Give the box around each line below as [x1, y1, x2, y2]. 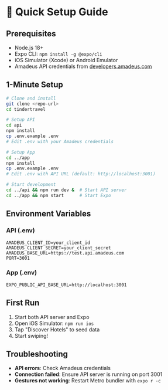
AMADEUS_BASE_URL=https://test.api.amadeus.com [6, 250, 125, 256]
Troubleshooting [6, 349, 68, 359]
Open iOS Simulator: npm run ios [14, 320, 94, 327]
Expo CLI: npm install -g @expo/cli [14, 50, 102, 57]
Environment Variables [6, 209, 91, 219]
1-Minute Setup [6, 80, 63, 90]
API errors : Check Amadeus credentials [14, 365, 111, 372]
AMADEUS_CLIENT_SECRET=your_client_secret [6, 245, 111, 251]
